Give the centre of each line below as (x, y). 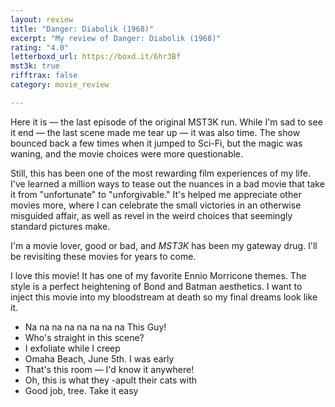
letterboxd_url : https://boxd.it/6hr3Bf (96, 57)
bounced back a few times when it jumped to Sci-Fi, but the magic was (156, 143)
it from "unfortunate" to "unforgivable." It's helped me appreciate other (156, 194)
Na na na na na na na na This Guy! (95, 327)
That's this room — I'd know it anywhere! (109, 369)
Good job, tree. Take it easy (81, 390)
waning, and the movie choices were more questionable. (127, 153)
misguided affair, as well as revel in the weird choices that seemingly (151, 215)
